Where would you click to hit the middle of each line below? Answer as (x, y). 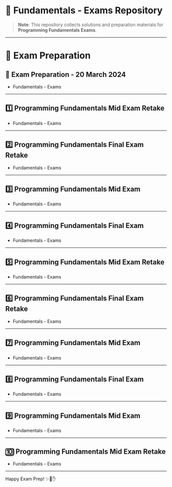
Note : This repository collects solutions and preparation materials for (91, 25)
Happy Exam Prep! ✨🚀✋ (31, 479)
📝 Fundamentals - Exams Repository (84, 10)
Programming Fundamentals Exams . (57, 30)
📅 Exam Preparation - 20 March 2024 (66, 75)
